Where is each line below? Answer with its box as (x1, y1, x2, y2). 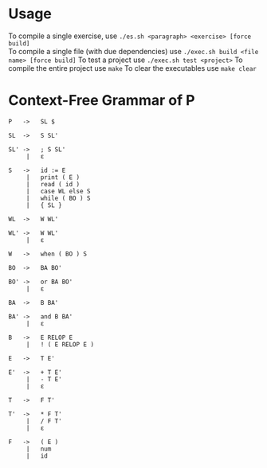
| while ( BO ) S (26, 194, 91, 202)
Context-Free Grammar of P (8, 92, 195, 110)
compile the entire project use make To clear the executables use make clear (8, 63, 257, 72)
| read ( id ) (26, 180, 80, 188)
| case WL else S (26, 187, 91, 195)
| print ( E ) (26, 173, 80, 181)
